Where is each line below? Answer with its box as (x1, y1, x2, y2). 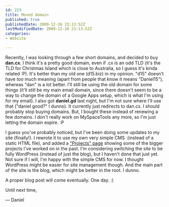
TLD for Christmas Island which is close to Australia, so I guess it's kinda (5, 65, 158, 71)
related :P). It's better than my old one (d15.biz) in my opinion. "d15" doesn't (5, 70, 164, 76)
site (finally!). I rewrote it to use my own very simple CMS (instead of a (5, 135, 154, 141)
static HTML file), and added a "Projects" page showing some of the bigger (5, 140, 163, 146)
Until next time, (5, 187, 37, 193)
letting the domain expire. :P (5, 119, 65, 125)
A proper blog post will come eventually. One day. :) (5, 177, 114, 183)
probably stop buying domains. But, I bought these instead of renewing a (5, 108, 158, 115)
